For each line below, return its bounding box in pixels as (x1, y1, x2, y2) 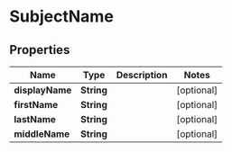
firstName (14, 99, 59, 111)
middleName (14, 128, 70, 140)
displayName (14, 84, 72, 96)
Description (116, 69, 168, 81)
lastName (14, 113, 57, 125)
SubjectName (9, 6, 115, 27)
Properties (9, 42, 70, 58)
